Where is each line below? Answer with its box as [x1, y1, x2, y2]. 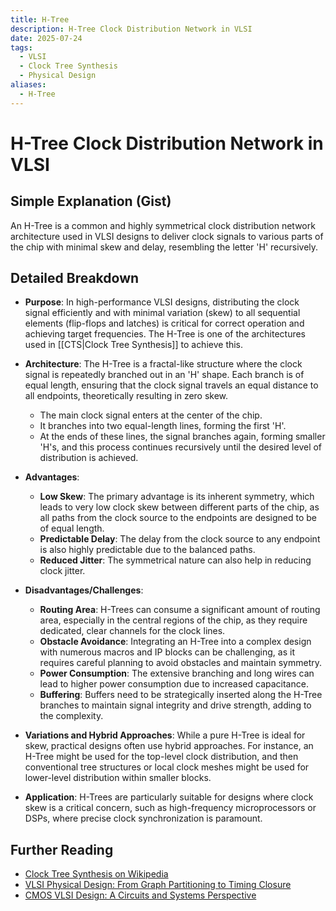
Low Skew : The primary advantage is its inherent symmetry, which [39, 491, 315, 503]
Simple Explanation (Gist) [10, 193, 172, 210]
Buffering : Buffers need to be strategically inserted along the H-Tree [39, 689, 323, 701]
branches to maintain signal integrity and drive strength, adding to [39, 699, 312, 711]
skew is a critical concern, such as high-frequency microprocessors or [24, 802, 317, 814]
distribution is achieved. [39, 452, 139, 464]
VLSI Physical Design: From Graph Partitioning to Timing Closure [24, 879, 292, 891]
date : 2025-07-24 [10, 33, 83, 43]
